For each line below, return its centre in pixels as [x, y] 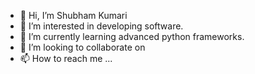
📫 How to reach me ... [66, 58]
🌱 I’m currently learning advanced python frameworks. [132, 36]
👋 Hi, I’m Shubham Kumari [73, 15]
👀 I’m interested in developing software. [101, 26]
